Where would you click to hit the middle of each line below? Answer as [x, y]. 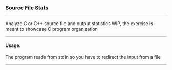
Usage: [13, 45]
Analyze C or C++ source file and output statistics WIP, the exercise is [79, 24]
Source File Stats [27, 8]
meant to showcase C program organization [52, 29]
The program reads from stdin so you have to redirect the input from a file [83, 57]
